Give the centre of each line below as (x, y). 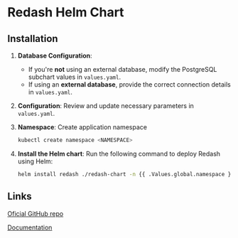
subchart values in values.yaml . (75, 77)
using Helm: (35, 161)
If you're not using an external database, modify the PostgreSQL (123, 69)
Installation (33, 39)
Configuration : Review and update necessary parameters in (106, 106)
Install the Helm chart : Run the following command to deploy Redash (119, 153)
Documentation (30, 227)
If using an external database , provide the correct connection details (129, 85)
